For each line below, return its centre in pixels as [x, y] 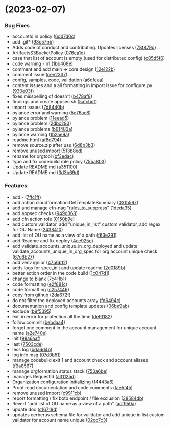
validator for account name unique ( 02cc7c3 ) [60, 420]
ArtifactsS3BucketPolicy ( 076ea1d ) [48, 53]
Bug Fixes [17, 26]
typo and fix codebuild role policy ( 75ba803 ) [59, 162]
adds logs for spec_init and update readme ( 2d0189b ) [69, 268]
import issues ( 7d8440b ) [38, 107]
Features [16, 186]
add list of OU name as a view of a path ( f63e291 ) [64, 235]
